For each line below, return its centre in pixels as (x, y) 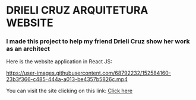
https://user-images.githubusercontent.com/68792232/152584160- (88, 73)
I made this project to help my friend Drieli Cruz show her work (98, 41)
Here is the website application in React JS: (59, 62)
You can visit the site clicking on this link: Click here (69, 91)
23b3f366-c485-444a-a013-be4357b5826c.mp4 (67, 79)
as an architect (28, 49)
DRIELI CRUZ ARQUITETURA (77, 10)
